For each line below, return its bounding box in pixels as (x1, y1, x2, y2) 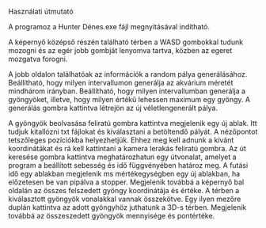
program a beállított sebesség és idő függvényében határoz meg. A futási (8, 161, 249, 169)
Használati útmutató (8, 7, 74, 16)
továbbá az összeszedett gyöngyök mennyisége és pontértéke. (8, 211, 215, 220)
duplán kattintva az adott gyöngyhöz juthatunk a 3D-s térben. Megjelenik (8, 203, 247, 212)
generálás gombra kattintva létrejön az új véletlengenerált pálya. (8, 103, 218, 112)
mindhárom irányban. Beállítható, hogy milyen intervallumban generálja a (8, 86, 246, 96)
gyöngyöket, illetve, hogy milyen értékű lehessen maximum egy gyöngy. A (8, 95, 251, 104)
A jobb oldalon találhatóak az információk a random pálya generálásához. (8, 70, 248, 78)
